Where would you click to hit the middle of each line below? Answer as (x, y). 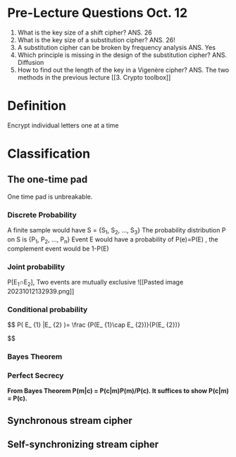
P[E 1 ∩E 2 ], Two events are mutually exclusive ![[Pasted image (95, 283)
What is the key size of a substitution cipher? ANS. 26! (96, 39)
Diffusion (31, 62)
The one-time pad (48, 180)
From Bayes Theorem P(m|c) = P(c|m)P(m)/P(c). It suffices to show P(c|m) (118, 391)
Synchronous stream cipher (70, 420)
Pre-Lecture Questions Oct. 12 (98, 13)
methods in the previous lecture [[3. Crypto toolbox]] (94, 77)
